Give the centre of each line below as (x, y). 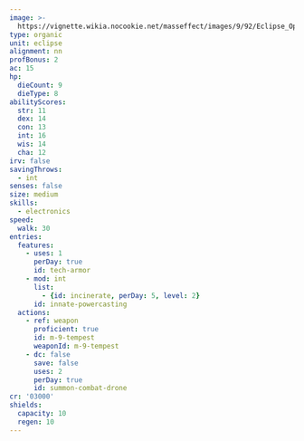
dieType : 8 (38, 93)
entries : (26, 236)
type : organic (36, 34)
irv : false (30, 161)
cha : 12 (32, 152)
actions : (34, 312)
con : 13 (32, 128)
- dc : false (48, 354)
